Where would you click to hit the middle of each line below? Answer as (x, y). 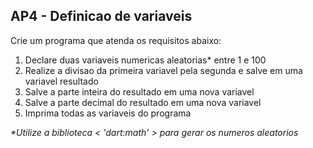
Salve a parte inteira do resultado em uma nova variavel (139, 91)
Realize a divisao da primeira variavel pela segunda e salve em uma (163, 70)
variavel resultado (61, 81)
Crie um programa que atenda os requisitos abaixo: (116, 40)
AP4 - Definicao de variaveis (101, 16)
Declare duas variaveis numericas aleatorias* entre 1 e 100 (145, 60)
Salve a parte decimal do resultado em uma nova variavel (143, 102)
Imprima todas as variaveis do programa (108, 113)
